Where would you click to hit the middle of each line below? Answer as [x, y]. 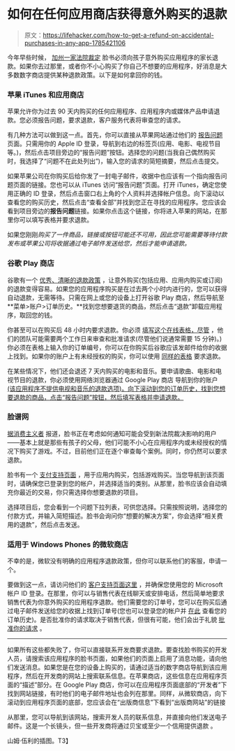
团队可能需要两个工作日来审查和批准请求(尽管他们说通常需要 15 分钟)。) [121, 338]
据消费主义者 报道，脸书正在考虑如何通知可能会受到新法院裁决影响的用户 [112, 433]
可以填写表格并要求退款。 [56, 220]
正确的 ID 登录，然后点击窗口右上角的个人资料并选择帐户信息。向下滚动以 [119, 194]
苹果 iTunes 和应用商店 [46, 94]
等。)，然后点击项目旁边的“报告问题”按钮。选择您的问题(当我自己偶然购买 [112, 153]
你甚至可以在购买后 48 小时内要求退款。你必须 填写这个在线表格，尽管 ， [112, 330]
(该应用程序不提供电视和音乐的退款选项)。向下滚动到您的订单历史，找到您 [113, 388]
